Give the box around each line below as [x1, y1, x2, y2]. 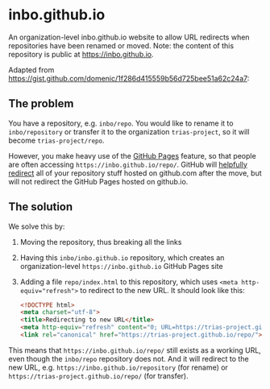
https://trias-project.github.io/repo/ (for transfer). [8, 370, 189, 380]
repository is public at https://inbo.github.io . [8, 49, 155, 59]
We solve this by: [8, 221, 65, 231]
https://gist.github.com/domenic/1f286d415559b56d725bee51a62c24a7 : [8, 73, 250, 83]
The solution [8, 200, 73, 214]
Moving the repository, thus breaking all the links [19, 237, 182, 246]
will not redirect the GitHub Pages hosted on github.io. [8, 176, 189, 186]
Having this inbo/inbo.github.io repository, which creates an [19, 252, 225, 263]
